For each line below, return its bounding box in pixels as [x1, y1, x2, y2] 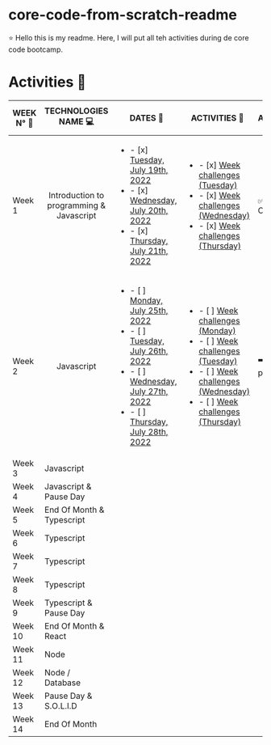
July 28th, [130, 426, 169, 438]
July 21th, [130, 245, 169, 256]
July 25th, [130, 305, 169, 316]
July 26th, [130, 345, 169, 357]
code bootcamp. [8, 44, 63, 54]
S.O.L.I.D [44, 700, 78, 711]
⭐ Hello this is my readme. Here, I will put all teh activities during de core [8, 32, 249, 42]
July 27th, [130, 386, 169, 397]
